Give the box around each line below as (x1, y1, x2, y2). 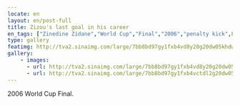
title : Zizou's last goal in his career (7, 23, 130, 31)
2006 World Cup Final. (7, 89, 74, 98)
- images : (20, 57, 50, 64)
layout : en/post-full (7, 17, 72, 24)
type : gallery (7, 37, 50, 44)
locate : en (7, 10, 40, 18)
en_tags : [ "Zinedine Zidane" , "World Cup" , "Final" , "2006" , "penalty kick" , (7, 30, 232, 38)
